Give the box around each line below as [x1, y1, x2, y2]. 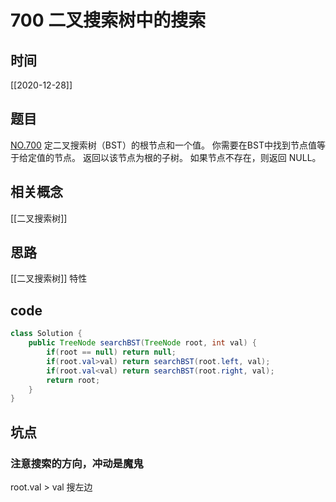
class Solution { [10, 329, 83, 339]
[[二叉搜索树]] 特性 [10, 272, 88, 285]
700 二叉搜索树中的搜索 [10, 9, 207, 32]
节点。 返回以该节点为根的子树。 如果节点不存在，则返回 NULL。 [53, 151, 322, 163]
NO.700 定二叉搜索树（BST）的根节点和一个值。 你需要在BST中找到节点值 [10, 139, 317, 151]
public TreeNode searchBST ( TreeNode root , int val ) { [28, 338, 257, 348]
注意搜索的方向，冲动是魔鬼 [10, 456, 144, 470]
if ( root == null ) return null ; [46, 347, 177, 357]
